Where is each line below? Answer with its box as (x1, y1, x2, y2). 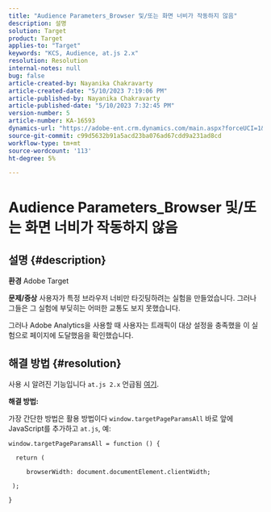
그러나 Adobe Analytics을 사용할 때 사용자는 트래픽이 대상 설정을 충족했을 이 (8, 320, 250, 331)
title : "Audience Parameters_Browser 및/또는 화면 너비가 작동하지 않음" (8, 11, 238, 20)
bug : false (8, 72, 45, 80)
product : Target (8, 34, 63, 43)
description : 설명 (8, 19, 67, 27)
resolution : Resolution (8, 57, 89, 65)
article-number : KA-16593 (8, 117, 95, 125)
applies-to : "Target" (8, 42, 81, 50)
